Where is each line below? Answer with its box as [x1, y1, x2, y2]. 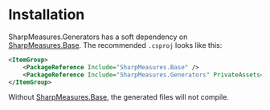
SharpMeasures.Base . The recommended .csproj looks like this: [8, 40, 223, 49]
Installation [8, 6, 85, 24]
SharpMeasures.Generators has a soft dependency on [8, 32, 188, 41]
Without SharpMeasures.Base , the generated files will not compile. [8, 92, 229, 102]
